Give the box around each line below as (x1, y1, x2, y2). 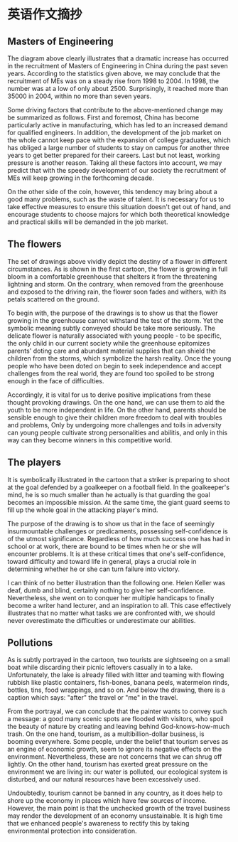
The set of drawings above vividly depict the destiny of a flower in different (7, 257, 227, 265)
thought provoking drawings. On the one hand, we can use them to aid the (7, 398, 225, 406)
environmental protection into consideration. (7, 826, 137, 836)
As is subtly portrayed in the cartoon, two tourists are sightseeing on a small (7, 656, 230, 664)
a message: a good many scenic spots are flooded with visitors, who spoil (7, 715, 224, 723)
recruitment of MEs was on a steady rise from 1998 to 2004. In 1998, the (7, 77, 219, 85)
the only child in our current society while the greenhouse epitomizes (7, 339, 210, 347)
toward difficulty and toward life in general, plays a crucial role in (7, 557, 197, 565)
